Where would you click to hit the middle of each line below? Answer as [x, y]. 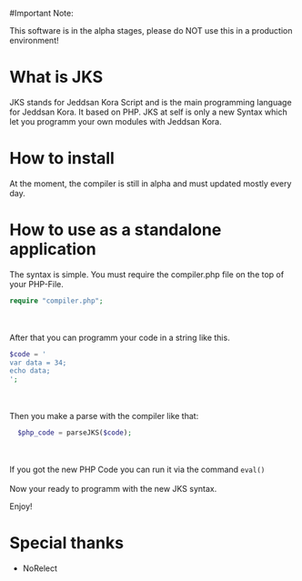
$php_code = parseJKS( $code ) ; [75, 433]
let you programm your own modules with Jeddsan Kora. [116, 121]
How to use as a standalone [116, 230]
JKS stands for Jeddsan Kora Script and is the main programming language [151, 102]
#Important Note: [42, 13]
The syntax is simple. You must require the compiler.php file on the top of [147, 274]
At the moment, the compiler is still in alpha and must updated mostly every [151, 183]
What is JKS [56, 77]
